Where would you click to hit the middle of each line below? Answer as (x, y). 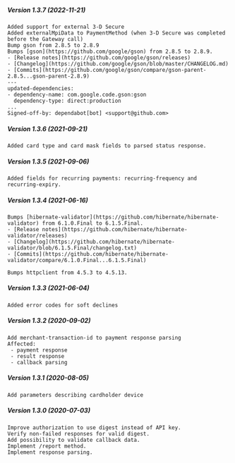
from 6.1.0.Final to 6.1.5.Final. (92, 223)
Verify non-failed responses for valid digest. (79, 433)
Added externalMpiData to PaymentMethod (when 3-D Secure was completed (116, 33)
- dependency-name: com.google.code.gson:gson (77, 94)
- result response (37, 356)
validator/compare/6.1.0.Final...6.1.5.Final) (77, 260)
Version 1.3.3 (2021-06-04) (48, 288)
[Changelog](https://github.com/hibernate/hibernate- (94, 242)
